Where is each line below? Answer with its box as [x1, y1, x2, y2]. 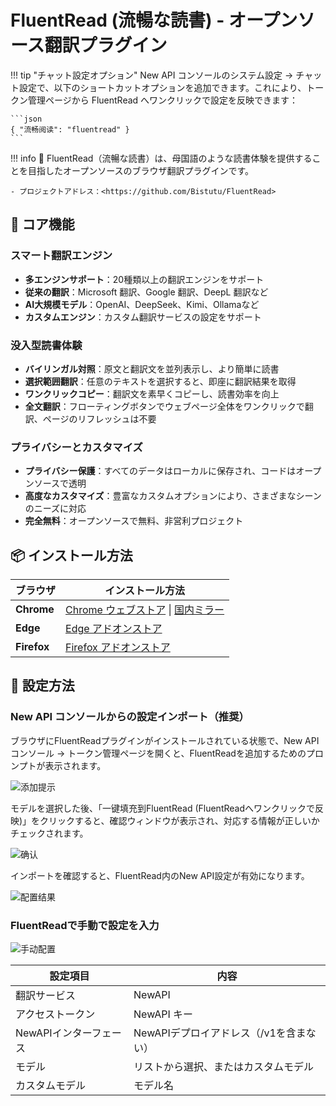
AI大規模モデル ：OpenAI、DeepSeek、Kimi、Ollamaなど [24, 298, 260, 310]
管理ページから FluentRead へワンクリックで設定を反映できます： [27, 94, 299, 106]
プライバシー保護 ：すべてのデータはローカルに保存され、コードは [24, 465, 297, 477]
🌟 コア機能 [10, 216, 75, 233]
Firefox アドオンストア [65, 641, 171, 655]
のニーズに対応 [24, 502, 87, 515]
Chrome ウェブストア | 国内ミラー [65, 603, 225, 617]
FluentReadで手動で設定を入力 [10, 918, 160, 932]
